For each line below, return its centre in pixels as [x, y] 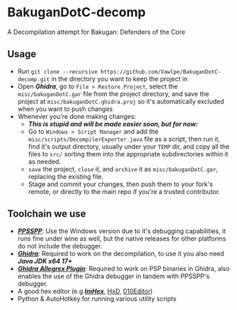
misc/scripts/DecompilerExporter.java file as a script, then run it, [124, 139]
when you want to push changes [65, 109]
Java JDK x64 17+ [45, 261]
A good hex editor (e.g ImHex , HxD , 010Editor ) [85, 291]
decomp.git [34, 79]
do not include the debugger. [60, 246]
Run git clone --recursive [57, 71]
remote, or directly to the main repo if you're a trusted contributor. [124, 191]
